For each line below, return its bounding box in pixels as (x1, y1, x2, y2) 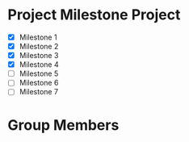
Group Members (7, 115, 120, 134)
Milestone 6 (19, 78, 59, 88)
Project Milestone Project (7, 6, 181, 24)
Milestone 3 (19, 51, 59, 61)
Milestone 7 (19, 87, 58, 97)
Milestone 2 (19, 42, 59, 51)
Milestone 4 (19, 60, 60, 69)
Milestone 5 (19, 69, 59, 78)
